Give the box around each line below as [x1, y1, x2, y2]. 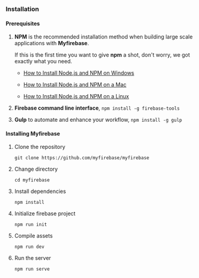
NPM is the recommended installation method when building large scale [14, 33, 193, 40]
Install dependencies [14, 188, 67, 195]
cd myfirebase [14, 177, 50, 183]
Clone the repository [14, 144, 66, 151]
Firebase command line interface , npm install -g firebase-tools [14, 104, 180, 112]
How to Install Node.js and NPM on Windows [23, 69, 135, 77]
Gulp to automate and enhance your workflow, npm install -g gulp [14, 116, 182, 124]
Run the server [14, 254, 52, 262]
